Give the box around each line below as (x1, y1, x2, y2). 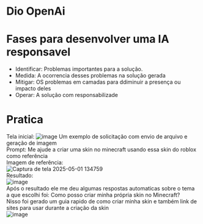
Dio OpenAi (6, 4, 65, 18)
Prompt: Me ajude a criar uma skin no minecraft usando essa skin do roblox (6, 146, 197, 153)
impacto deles (15, 85, 51, 92)
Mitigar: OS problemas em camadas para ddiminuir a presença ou (15, 78, 181, 86)
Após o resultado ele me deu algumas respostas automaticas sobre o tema (6, 185, 195, 192)
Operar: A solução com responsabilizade (15, 92, 118, 99)
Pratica (6, 113, 44, 126)
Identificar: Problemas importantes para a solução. (15, 65, 143, 73)
